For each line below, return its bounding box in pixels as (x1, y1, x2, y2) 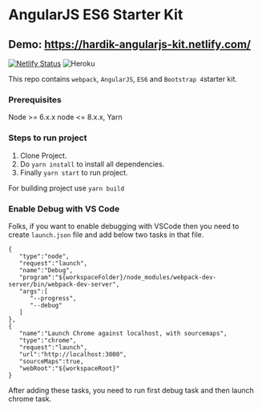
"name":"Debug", (18, 266, 74, 274)
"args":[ (18, 287, 48, 295)
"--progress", (29, 294, 78, 302)
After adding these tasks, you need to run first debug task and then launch (8, 385, 254, 395)
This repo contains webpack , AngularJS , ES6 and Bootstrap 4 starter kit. (8, 74, 238, 83)
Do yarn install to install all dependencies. (19, 159, 165, 169)
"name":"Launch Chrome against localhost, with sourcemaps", (18, 329, 228, 337)
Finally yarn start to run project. (19, 167, 128, 177)
